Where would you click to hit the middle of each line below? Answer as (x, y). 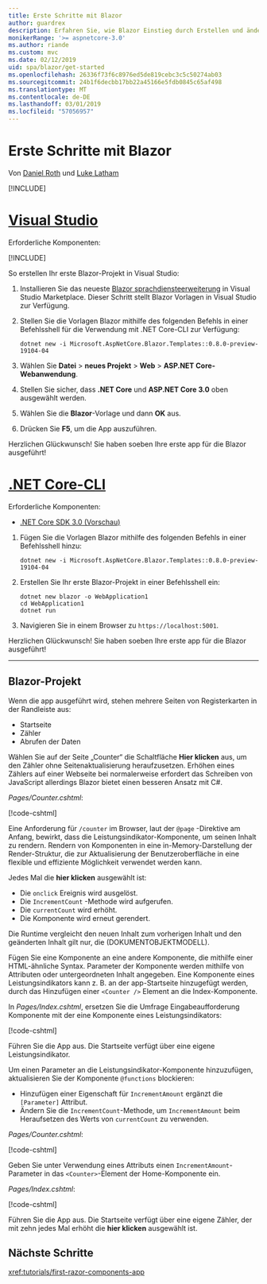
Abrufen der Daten (50, 741)
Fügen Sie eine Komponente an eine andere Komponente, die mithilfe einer (131, 957)
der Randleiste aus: (40, 709)
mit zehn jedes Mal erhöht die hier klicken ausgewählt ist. (103, 1228)
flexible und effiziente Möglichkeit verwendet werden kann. (105, 862)
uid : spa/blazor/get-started (56, 68)
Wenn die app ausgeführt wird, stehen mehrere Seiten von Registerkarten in (133, 701)
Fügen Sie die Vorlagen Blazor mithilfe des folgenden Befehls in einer (133, 537)
